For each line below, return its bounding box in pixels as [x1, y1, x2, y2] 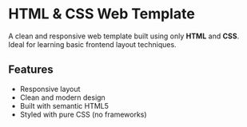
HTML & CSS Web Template [8, 5, 196, 23]
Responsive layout [19, 84, 81, 93]
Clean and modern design [19, 93, 106, 102]
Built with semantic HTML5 [19, 101, 110, 110]
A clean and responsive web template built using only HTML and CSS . [8, 31, 240, 41]
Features [8, 63, 54, 77]
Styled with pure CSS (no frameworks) [19, 109, 147, 119]
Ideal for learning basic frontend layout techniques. [8, 39, 177, 49]
